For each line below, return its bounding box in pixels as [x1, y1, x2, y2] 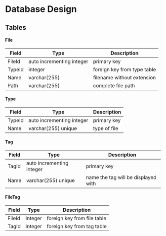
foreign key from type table [93, 66, 157, 73]
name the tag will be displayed [85, 174, 157, 181]
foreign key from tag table [46, 223, 107, 230]
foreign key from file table [46, 215, 107, 222]
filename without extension [93, 74, 156, 81]
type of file [93, 125, 119, 132]
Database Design [5, 3, 77, 15]
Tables [5, 23, 26, 32]
